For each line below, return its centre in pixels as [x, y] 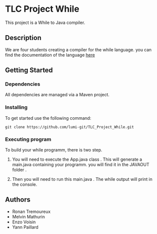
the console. [25, 185]
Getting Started [29, 70]
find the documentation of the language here [50, 55]
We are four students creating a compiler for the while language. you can [78, 49]
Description [23, 38]
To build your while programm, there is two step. [54, 150]
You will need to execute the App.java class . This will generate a [77, 159]
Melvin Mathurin [29, 216]
